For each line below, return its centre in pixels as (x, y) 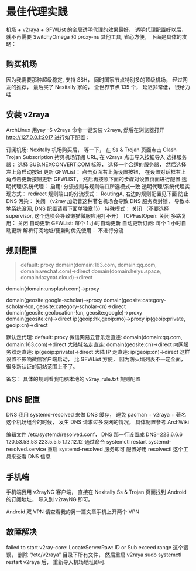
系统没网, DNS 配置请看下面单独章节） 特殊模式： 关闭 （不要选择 (90, 208)
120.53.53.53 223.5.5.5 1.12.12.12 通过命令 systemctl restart (77, 442)
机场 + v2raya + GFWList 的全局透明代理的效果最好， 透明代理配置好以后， (96, 29)
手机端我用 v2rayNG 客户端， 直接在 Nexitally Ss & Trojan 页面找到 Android (96, 492)
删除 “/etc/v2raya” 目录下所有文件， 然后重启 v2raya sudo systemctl (99, 555)
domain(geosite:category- (135, 300)
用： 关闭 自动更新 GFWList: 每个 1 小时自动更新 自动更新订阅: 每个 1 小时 (94, 223)
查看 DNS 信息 (33, 457)
